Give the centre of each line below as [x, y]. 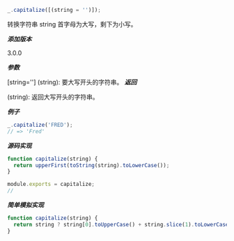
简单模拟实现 [25, 205]
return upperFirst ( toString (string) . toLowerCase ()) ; [92, 165]
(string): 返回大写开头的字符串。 [53, 97]
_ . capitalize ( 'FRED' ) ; [40, 125]
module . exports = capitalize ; [51, 185]
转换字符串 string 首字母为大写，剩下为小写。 [72, 24]
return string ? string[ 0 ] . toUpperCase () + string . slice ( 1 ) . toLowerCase [121, 224]
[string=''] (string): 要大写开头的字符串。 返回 [72, 82]
